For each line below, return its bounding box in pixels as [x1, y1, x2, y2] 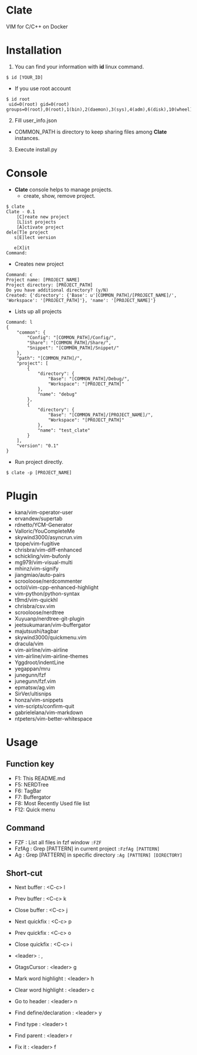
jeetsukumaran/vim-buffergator [14, 621, 91, 628]
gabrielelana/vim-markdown [14, 709, 83, 716]
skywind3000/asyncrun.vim [14, 533, 83, 540]
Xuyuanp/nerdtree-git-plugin [14, 615, 85, 622]
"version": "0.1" [16, 443, 59, 449]
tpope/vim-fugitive [14, 540, 60, 547]
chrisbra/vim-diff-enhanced [14, 546, 82, 553]
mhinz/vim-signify [14, 565, 59, 572]
